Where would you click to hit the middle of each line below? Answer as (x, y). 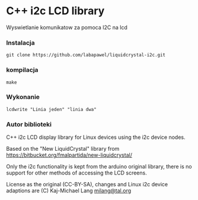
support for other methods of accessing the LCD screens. (76, 173)
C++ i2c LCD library (55, 11)
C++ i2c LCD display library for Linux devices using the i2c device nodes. (96, 137)
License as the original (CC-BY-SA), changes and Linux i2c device (87, 185)
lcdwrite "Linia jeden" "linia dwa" (51, 109)
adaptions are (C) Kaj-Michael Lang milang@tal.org (69, 191)
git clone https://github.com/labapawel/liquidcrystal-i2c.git (86, 55)
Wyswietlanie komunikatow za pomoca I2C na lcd (67, 27)
